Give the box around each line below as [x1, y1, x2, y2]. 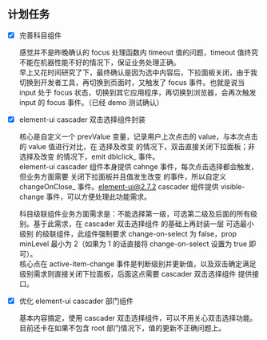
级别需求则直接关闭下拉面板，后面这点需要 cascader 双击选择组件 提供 [18, 269, 253, 278]
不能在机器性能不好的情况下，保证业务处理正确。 [18, 57, 181, 67]
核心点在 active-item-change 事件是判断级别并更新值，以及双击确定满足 [18, 259, 257, 269]
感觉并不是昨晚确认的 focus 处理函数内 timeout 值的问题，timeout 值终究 [18, 47, 259, 57]
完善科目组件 [18, 30, 62, 40]
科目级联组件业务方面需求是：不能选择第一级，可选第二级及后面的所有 [18, 208, 251, 218]
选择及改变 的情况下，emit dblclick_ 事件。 [18, 152, 160, 161]
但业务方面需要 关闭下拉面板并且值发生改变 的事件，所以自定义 [18, 172, 227, 181]
